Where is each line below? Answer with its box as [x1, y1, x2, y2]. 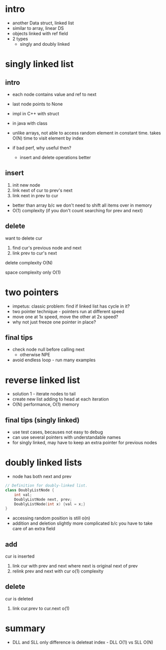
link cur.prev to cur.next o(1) [12, 605, 70, 611]
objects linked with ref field [12, 30, 68, 36]
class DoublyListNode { [5, 487, 55, 492]
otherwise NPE [19, 352, 51, 358]
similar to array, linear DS [12, 25, 64, 31]
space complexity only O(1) [5, 269, 61, 275]
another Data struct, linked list [12, 20, 74, 26]
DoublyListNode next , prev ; [14, 497, 72, 502]
